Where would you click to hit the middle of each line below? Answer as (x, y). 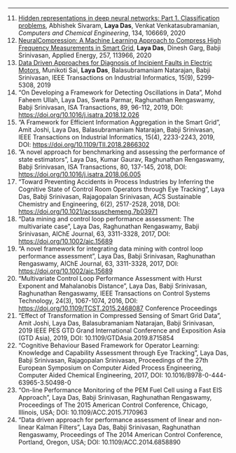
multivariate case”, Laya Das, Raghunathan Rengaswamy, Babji (109, 226)
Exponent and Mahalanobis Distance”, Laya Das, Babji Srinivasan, (112, 286)
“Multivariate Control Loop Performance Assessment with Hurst (110, 278)
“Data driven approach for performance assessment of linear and (112, 420)
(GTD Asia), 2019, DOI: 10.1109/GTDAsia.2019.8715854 (96, 338)
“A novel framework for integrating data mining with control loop (111, 249)
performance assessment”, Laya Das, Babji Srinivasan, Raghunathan (117, 256)
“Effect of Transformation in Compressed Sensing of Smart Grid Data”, (119, 315)
